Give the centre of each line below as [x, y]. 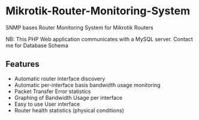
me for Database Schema [37, 45]
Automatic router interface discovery [60, 78]
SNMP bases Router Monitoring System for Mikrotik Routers [79, 27]
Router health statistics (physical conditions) [69, 110]
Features [22, 64]
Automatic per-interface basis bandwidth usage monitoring [87, 85]
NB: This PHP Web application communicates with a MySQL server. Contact [99, 39]
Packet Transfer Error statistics [52, 91]
